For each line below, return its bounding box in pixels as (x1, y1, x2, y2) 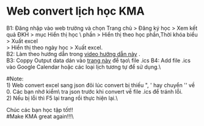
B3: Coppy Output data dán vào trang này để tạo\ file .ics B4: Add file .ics (6, 57, 191, 64)
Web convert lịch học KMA (6, 4, 145, 18)
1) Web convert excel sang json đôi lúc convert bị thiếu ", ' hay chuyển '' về (6, 81, 195, 89)
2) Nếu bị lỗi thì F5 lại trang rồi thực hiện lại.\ (6, 94, 118, 102)
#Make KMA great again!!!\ (6, 113, 74, 120)
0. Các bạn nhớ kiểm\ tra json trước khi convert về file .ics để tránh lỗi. (6, 88, 183, 95)
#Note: (6, 75, 24, 82)
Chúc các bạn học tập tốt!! (6, 106, 73, 113)
